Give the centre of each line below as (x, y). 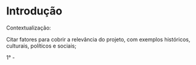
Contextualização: (29, 28)
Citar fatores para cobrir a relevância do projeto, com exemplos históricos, (98, 39)
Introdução (34, 11)
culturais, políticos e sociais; (41, 46)
